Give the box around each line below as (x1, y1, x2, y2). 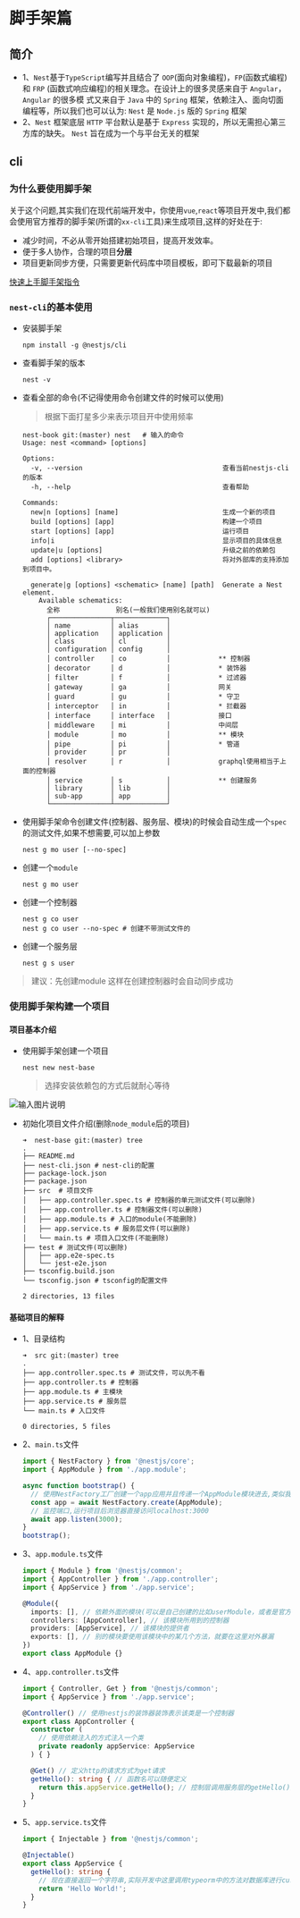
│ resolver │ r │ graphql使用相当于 (46, 756, 280, 765)
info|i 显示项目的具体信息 (30, 536, 283, 545)
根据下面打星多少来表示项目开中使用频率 (44, 410, 194, 421)
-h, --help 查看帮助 (30, 482, 250, 492)
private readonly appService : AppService (38, 1742, 195, 1751)
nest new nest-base (21, 1063, 96, 1073)
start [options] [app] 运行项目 (30, 527, 250, 536)
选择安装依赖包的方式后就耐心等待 (44, 1080, 171, 1091)
